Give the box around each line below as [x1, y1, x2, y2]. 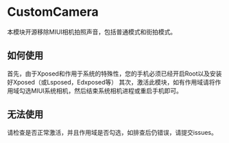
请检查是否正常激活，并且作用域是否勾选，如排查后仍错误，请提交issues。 [7, 128, 217, 136]
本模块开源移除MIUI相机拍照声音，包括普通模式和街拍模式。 [7, 27, 177, 36]
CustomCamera [7, 4, 99, 20]
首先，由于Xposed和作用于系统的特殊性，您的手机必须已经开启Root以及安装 [7, 69, 222, 78]
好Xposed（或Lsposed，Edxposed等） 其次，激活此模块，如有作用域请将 [7, 78, 215, 86]
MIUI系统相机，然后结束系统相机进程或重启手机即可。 [30, 87, 183, 95]
